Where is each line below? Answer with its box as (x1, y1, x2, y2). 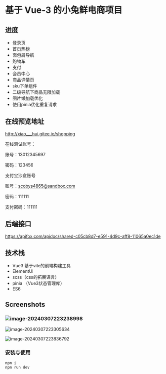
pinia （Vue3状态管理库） (12, 280, 65, 287)
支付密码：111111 (5, 204, 38, 210)
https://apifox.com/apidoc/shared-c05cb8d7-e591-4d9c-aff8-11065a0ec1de (5, 233, 161, 239)
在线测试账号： (5, 141, 36, 147)
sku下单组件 (12, 83, 38, 89)
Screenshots (5, 300, 45, 309)
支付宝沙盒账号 (5, 172, 36, 178)
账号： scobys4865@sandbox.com (5, 183, 76, 189)
